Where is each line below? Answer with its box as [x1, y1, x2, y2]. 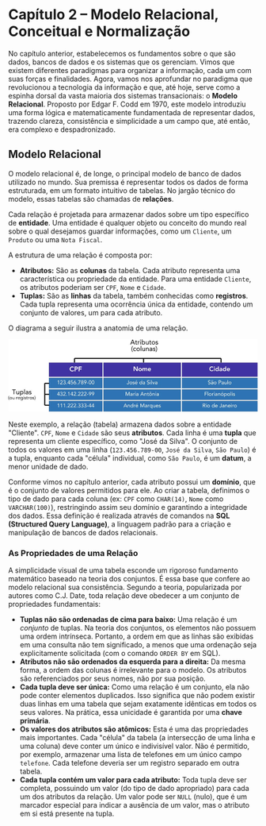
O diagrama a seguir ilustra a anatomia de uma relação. [8, 323, 188, 333]
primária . [19, 716, 51, 726]
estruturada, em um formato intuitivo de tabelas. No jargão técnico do [8, 185, 236, 195]
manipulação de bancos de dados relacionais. [8, 527, 158, 537]
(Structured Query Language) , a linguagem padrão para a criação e [8, 519, 231, 529]
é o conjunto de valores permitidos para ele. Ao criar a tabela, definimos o [8, 485, 250, 495]
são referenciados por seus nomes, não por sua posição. [19, 674, 206, 684]
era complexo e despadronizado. [8, 125, 116, 134]
